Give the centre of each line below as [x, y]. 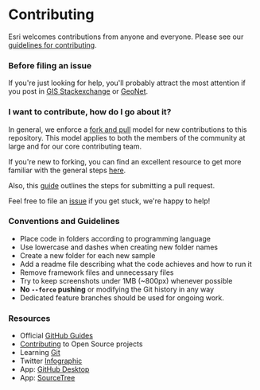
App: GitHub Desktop [54, 369]
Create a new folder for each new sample [87, 255]
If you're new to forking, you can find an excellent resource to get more [125, 161]
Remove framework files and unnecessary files [97, 272]
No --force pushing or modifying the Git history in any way [117, 289]
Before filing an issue [50, 65]
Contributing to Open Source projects [81, 344]
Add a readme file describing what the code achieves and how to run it [136, 264]
